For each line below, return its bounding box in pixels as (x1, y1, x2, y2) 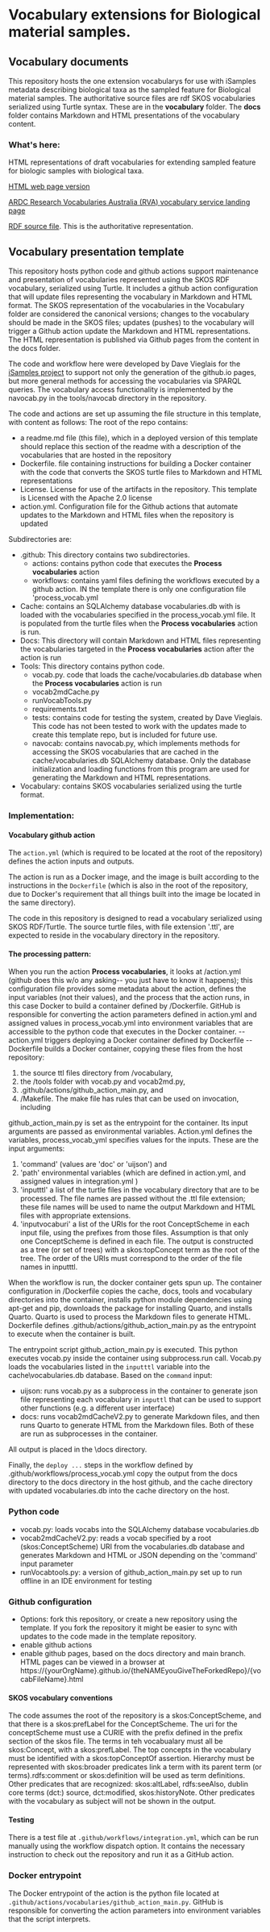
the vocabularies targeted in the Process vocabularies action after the (19, 644, 255, 654)
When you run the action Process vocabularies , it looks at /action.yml (8, 967, 242, 976)
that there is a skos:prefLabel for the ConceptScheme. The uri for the (8, 1719, 238, 1729)
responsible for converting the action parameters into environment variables (8, 1905, 261, 1915)
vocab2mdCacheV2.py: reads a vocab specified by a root (19, 1533, 212, 1543)
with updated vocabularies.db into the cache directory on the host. (8, 1486, 230, 1496)
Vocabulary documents (8, 55, 129, 69)
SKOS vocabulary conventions (8, 1693, 113, 1702)
